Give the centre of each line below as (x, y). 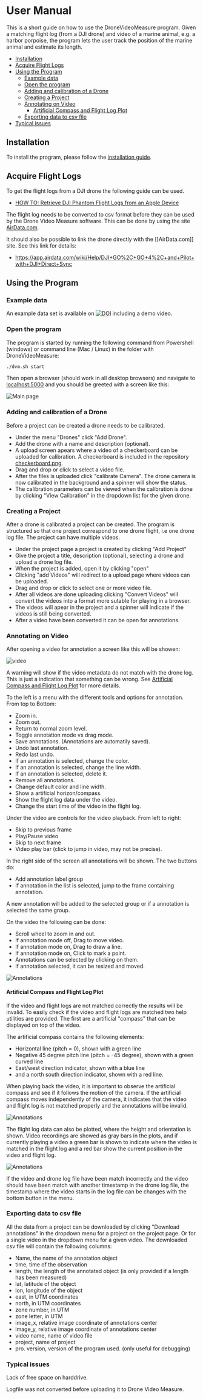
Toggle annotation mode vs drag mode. (64, 735)
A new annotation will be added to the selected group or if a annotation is (98, 904)
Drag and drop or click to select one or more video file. (83, 588)
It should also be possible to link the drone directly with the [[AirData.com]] (100, 239)
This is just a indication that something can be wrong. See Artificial (89, 679)
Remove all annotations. (45, 780)
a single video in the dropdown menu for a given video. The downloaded (97, 1240)
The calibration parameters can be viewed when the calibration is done (104, 489)
